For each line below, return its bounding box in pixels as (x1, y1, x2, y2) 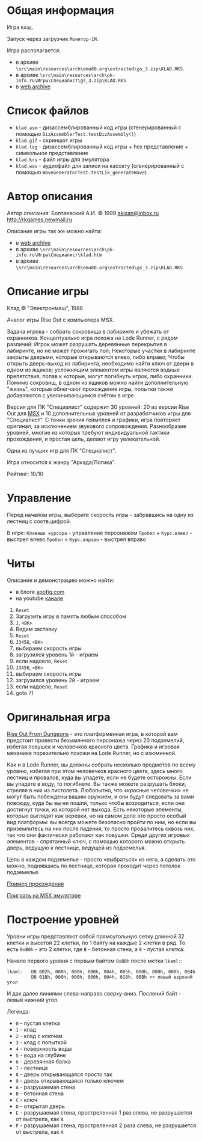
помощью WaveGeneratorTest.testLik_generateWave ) (15, 168, 147, 176)
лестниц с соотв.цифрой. (7, 518, 72, 525)
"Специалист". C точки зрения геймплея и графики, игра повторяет (7, 416, 181, 423)
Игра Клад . (7, 23, 34, 31)
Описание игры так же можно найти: (7, 227, 102, 234)
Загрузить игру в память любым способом (15, 613, 127, 620)
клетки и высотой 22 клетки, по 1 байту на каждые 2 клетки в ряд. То (7, 939, 186, 946)
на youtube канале (15, 595, 64, 602)
